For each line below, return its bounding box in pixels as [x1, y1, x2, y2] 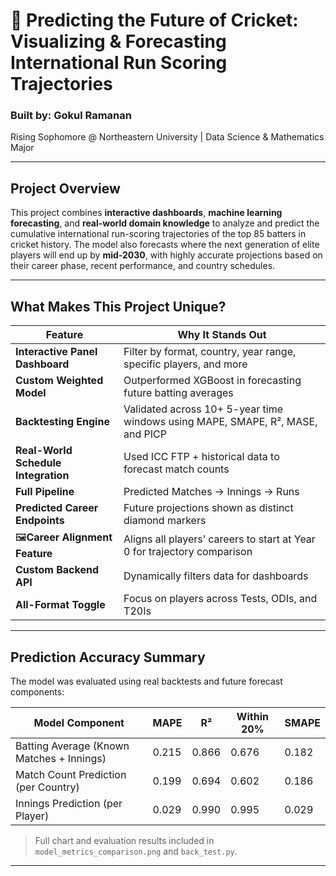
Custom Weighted [15, 374, 104, 388]
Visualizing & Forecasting [10, 30, 227, 53]
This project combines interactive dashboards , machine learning [10, 207, 283, 219]
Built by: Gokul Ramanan [10, 109, 132, 123]
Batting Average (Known [15, 739, 130, 753]
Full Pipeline [15, 485, 75, 499]
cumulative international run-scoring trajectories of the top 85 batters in [10, 228, 307, 240]
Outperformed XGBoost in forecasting [123, 374, 302, 388]
